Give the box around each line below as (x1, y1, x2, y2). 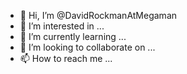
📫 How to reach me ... (19, 53, 113, 64)
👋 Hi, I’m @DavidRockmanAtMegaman (19, 10, 178, 21)
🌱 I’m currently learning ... (19, 31, 127, 42)
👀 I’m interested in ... (19, 20, 105, 32)
